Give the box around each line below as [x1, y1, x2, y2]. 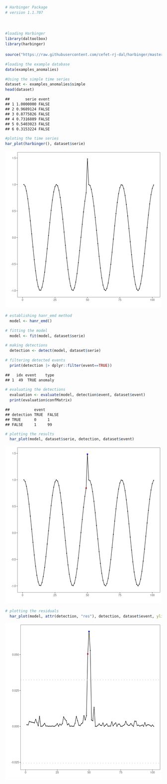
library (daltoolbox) [5, 36, 48, 41]
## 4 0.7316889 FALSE [5, 117, 50, 122]
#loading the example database [5, 62, 70, 67]
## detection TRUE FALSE [5, 412, 59, 417]
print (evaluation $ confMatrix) [9, 397, 72, 403]
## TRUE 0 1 [5, 417, 50, 422]
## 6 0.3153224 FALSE [5, 127, 50, 132]
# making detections [5, 343, 48, 348]
